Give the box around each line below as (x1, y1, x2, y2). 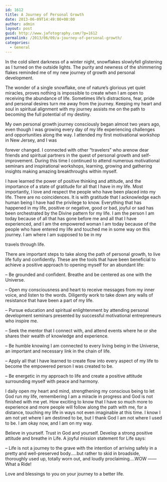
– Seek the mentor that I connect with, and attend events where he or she (5, 327, 157, 333)
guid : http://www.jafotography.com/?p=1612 (5, 31, 98, 36)
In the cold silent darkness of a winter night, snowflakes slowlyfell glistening (5, 58, 162, 64)
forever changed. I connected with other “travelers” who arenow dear (5, 147, 149, 153)
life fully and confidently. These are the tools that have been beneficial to (5, 256, 156, 262)
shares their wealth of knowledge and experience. (5, 333, 109, 339)
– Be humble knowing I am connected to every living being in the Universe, (5, 342, 159, 349)
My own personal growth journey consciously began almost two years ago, (5, 121, 160, 127)
